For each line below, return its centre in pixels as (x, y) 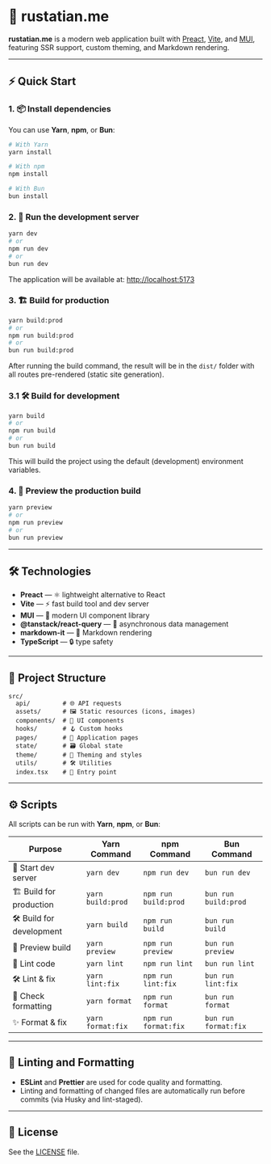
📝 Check (29, 996)
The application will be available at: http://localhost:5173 (102, 279)
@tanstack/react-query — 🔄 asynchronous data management (124, 624)
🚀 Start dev (33, 868)
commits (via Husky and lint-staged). (81, 1099)
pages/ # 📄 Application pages (77, 738)
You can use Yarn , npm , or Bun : (62, 129)
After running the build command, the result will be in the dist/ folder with (131, 366)
